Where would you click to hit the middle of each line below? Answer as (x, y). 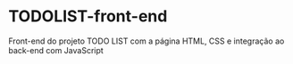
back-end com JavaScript (56, 50)
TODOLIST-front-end (88, 16)
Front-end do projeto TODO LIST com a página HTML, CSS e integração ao (146, 41)
